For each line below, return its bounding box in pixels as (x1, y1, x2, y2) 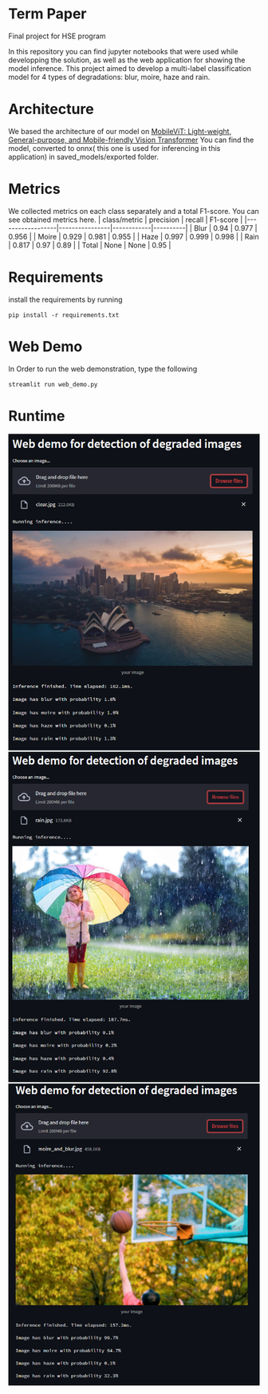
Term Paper (8, 5, 87, 23)
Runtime (8, 406, 65, 425)
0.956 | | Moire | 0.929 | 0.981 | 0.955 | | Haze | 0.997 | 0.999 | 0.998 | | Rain (8, 232, 259, 241)
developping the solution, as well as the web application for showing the (8, 55, 246, 65)
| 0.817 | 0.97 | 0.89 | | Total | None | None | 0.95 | (8, 240, 171, 250)
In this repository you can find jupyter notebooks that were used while (8, 46, 238, 56)
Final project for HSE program (8, 31, 106, 41)
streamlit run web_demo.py (8, 380, 98, 388)
